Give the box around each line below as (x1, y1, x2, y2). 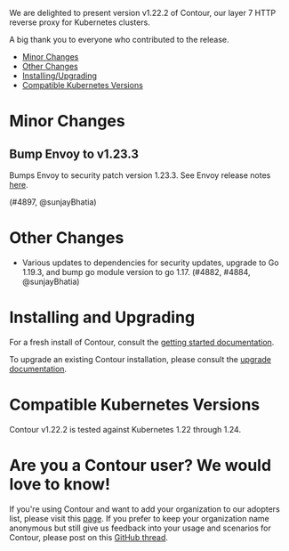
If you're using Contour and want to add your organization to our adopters (9, 503, 280, 515)
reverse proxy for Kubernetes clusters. (9, 17, 151, 28)
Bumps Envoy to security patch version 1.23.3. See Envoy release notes (9, 170, 271, 181)
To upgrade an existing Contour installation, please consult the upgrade (9, 353, 271, 364)
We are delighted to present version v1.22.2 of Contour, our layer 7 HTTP (9, 8, 277, 18)
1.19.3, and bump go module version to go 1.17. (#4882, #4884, (21, 266, 251, 277)
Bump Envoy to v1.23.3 (9, 146, 140, 161)
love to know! (9, 474, 111, 494)
